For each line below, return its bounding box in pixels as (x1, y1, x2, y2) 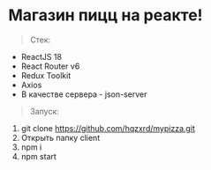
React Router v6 (20, 61, 80, 71)
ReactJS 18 (20, 51, 63, 62)
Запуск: (29, 106, 59, 116)
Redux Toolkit (20, 70, 72, 80)
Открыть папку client (20, 132, 101, 143)
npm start (20, 151, 57, 161)
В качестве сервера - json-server (20, 89, 147, 100)
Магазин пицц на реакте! (8, 5, 204, 26)
